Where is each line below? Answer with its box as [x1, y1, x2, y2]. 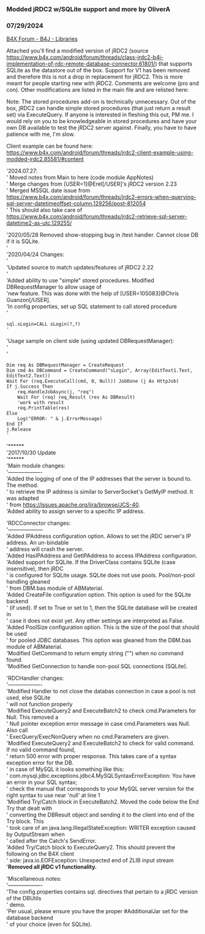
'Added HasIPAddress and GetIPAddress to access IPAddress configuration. [6, 552, 198, 559]
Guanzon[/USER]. [6, 296, 51, 304]
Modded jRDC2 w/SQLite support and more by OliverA [6, 5, 171, 13]
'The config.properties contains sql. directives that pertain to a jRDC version [6, 888, 198, 895]
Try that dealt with [6, 805, 53, 812]
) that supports [155, 60, 193, 67]
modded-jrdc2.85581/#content [6, 156, 84, 163]
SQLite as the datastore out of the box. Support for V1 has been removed [6, 67, 190, 74]
